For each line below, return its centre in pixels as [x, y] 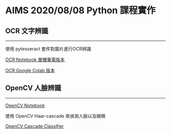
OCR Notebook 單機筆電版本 [35, 60]
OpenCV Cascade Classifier [35, 126]
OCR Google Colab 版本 [30, 70]
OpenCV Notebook [25, 105]
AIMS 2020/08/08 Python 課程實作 [80, 10]
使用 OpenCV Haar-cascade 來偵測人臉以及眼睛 [55, 116]
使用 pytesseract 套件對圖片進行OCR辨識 [48, 49]
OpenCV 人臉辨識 [33, 88]
